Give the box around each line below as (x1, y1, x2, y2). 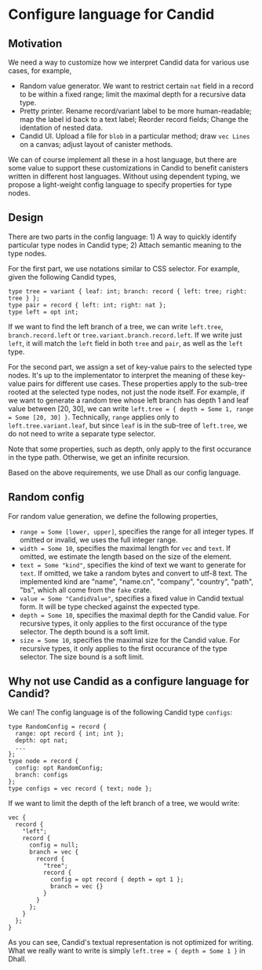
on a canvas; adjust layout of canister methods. (19, 140, 173, 149)
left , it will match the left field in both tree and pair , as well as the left (8, 338, 243, 347)
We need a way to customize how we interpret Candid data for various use (8, 57, 249, 67)
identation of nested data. (19, 123, 104, 132)
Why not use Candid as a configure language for (8, 674, 249, 689)
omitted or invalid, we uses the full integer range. (19, 535, 178, 544)
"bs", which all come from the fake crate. (19, 585, 152, 594)
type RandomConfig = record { (8, 723, 107, 731)
